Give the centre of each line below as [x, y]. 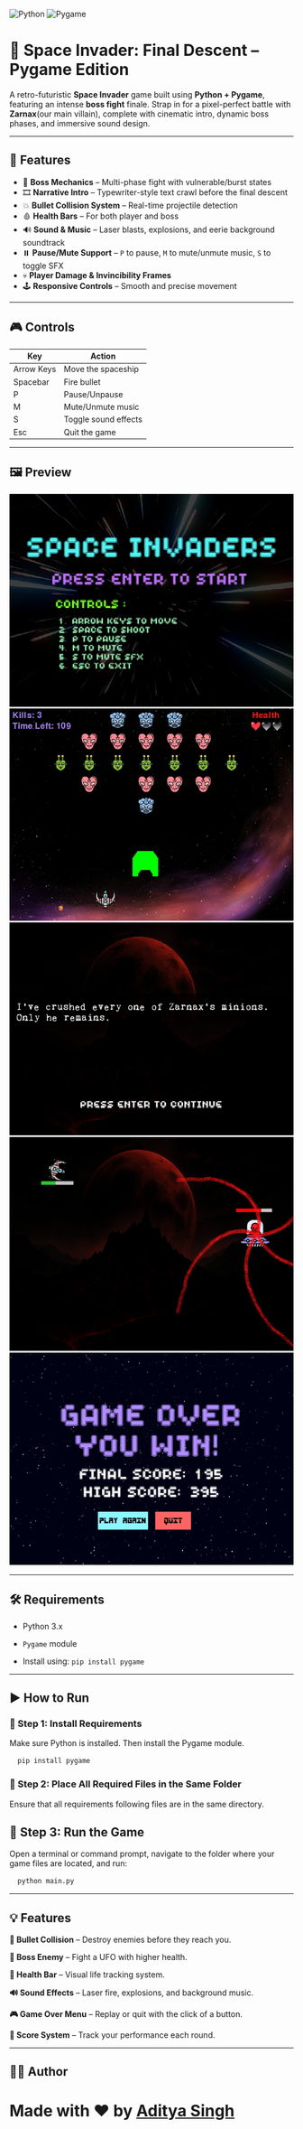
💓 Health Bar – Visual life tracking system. [87, 1975]
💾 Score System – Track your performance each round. [112, 2035]
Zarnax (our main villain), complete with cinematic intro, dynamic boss [139, 114]
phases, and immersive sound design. [80, 123]
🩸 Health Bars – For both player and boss [100, 216]
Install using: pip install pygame [83, 1661]
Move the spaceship [101, 369]
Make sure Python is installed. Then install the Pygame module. [127, 1743]
